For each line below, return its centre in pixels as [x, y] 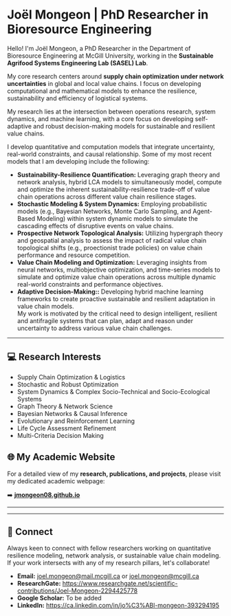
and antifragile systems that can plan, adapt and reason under [105, 320]
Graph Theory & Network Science [65, 406]
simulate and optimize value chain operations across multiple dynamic [117, 277]
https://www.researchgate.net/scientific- [120, 584]
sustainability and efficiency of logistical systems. [77, 98]
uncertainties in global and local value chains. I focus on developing [104, 83]
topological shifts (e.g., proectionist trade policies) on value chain [110, 247]
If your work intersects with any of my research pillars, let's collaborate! [109, 563]
